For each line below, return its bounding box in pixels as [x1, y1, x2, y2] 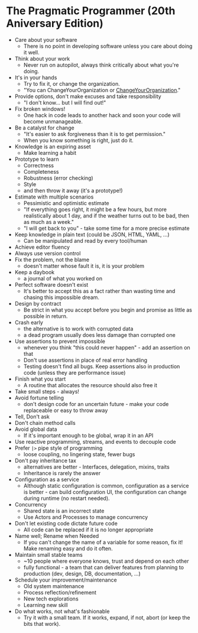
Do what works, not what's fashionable [14, 608, 110, 615]
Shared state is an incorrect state [23, 507, 105, 514]
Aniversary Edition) [6, 17, 103, 30]
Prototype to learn [14, 155, 59, 163]
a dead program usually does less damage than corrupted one [23, 331, 176, 338]
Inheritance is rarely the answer [23, 469, 101, 476]
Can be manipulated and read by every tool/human [23, 237, 148, 244]
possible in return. [23, 312, 68, 320]
